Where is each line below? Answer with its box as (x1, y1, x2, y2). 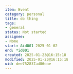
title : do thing (5, 16, 38, 21)
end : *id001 (5, 48, 29, 53)
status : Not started (5, 30, 47, 35)
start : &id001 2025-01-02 (5, 43, 57, 48)
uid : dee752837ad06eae (5, 61, 51, 66)
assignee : (5, 35, 25, 39)
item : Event (5, 7, 29, 12)
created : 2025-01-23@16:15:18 (5, 52, 67, 57)
